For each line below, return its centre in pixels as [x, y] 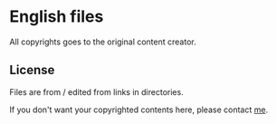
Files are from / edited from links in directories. [96, 91]
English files [57, 17]
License [32, 70]
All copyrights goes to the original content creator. [103, 42]
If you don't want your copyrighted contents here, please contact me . [139, 110]
